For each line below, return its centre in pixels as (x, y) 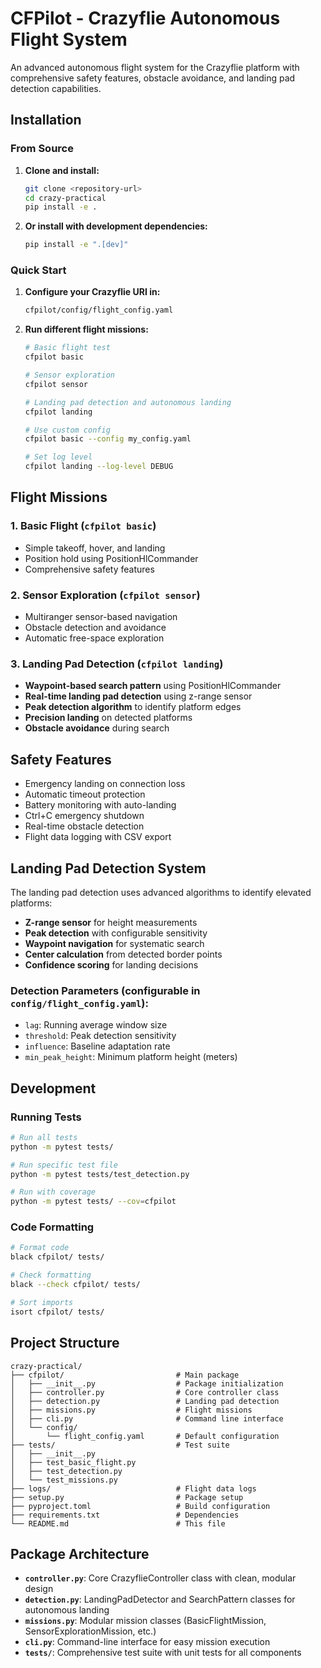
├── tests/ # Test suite (120, 1445)
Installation (46, 120)
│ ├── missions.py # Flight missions (131, 1410)
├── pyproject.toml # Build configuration (140, 1506)
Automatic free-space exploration (94, 638)
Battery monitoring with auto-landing (100, 805)
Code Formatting (52, 1227)
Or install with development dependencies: (116, 226)
